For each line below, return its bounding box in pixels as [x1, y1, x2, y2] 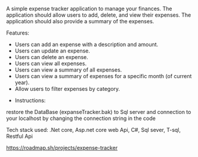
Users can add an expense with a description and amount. [14, 41, 159, 48]
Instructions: [14, 97, 46, 104]
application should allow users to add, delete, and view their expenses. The [6, 11, 191, 19]
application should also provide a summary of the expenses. [6, 18, 154, 24]
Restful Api [6, 133, 33, 140]
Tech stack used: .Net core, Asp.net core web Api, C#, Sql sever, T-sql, [6, 127, 181, 133]
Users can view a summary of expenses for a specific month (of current [14, 73, 192, 79]
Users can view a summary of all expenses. [14, 66, 122, 73]
